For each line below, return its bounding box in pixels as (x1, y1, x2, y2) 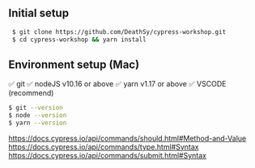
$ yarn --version (8, 119, 67, 128)
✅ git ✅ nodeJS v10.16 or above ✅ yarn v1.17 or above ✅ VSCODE (8, 79, 227, 89)
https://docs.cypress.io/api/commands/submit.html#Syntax (8, 151, 207, 160)
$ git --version (8, 104, 63, 112)
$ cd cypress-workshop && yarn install (11, 36, 147, 44)
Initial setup (8, 6, 70, 20)
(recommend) (8, 88, 54, 98)
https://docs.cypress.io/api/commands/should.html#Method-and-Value (8, 133, 247, 143)
